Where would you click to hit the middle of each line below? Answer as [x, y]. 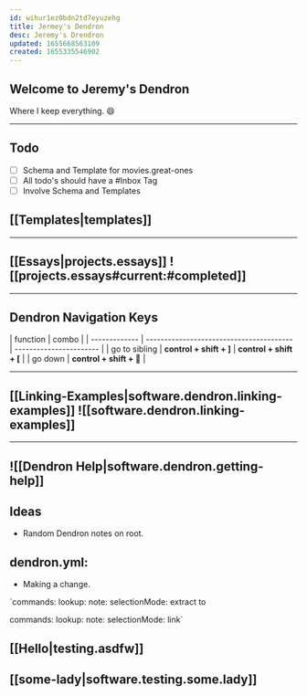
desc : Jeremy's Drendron [57, 35]
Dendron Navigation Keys [84, 317]
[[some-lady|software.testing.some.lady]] [133, 679]
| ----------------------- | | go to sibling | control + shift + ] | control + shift [151, 349]
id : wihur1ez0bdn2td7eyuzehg [65, 18]
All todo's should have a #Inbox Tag [90, 180]
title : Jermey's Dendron [57, 26]
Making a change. [57, 585]
